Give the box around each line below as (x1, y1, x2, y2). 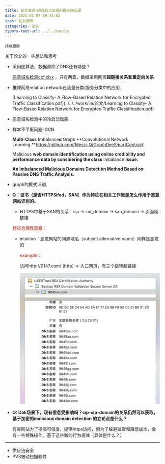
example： (19, 252, 42, 259)
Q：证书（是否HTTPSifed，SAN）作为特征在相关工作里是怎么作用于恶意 (12, 192, 160, 198)
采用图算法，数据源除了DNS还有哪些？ (12, 64, 91, 70)
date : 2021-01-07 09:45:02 (5, 13, 60, 18)
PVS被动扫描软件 (12, 453, 47, 459)
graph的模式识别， (12, 182, 51, 188)
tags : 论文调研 (5, 18, 33, 23)
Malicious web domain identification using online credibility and (12, 151, 145, 157)
